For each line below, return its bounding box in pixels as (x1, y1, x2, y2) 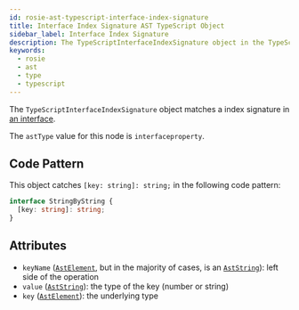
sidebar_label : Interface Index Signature (9, 29, 169, 38)
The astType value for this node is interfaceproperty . (9, 130, 205, 141)
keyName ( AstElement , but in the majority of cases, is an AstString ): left (21, 262, 279, 273)
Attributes (9, 238, 67, 254)
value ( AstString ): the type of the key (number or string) (21, 281, 230, 291)
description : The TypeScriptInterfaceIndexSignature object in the (9, 37, 265, 47)
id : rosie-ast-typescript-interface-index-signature (9, 12, 209, 22)
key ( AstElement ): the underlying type (21, 290, 158, 301)
